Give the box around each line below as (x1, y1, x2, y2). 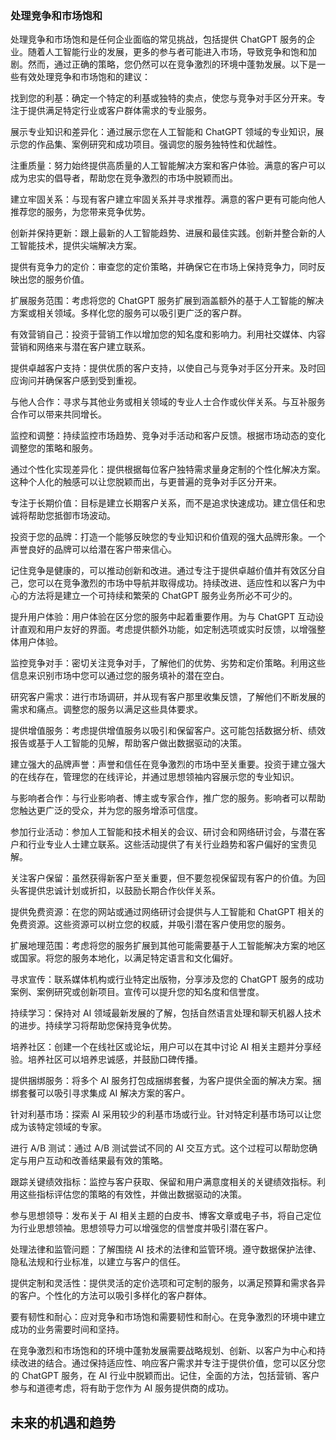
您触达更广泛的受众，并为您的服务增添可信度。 (10, 805, 203, 817)
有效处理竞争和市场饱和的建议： (18, 71, 151, 83)
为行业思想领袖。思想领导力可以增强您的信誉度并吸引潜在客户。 (10, 1222, 273, 1234)
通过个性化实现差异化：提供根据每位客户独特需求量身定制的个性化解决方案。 (10, 463, 326, 476)
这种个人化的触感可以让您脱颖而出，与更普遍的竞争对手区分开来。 (10, 476, 282, 488)
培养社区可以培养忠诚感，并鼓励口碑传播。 (27, 1053, 203, 1066)
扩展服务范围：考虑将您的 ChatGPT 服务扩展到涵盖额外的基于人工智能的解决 (10, 295, 325, 307)
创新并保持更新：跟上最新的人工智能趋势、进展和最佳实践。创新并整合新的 (10, 227, 317, 239)
